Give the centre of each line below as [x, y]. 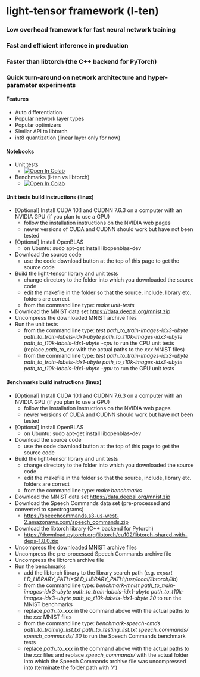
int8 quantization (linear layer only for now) [68, 138]
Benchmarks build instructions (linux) [54, 382]
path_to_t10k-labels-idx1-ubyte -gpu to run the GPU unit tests [99, 369]
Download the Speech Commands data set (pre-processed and [93, 503]
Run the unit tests [36, 324]
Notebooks [20, 151]
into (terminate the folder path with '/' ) [71, 667]
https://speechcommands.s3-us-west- [71, 516]
